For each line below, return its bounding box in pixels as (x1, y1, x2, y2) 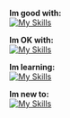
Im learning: (9, 62, 56, 72)
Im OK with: (9, 35, 54, 45)
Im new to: (9, 89, 49, 99)
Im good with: (9, 8, 62, 18)
